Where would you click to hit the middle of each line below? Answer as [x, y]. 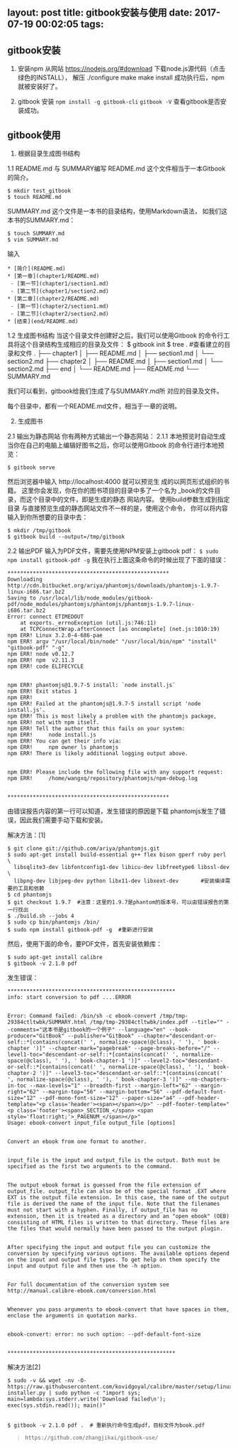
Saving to [22, 598]
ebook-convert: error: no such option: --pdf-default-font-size [104, 1334]
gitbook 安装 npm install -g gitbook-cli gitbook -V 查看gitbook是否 [119, 102]
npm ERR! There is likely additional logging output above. [98, 754]
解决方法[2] [24, 1367]
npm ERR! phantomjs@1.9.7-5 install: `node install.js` [91, 685]
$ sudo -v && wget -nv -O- [47, 1381]
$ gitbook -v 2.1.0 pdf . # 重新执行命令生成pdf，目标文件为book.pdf [106, 1426]
